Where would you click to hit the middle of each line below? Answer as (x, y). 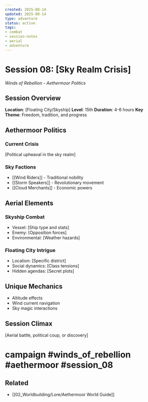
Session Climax (29, 323)
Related (17, 383)
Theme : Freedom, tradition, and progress (46, 115)
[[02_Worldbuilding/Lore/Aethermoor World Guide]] (63, 394)
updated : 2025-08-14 (26, 14)
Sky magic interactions (35, 309)
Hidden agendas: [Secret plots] (43, 271)
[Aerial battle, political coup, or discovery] (47, 335)
